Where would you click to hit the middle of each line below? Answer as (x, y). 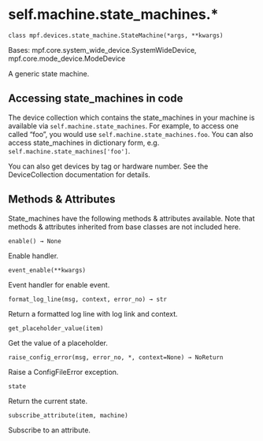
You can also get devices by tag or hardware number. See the (108, 166)
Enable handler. (33, 256)
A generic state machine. (49, 73)
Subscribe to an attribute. (49, 430)
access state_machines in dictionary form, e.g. (84, 143)
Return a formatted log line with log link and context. (93, 313)
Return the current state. (48, 401)
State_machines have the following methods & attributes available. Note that (131, 218)
